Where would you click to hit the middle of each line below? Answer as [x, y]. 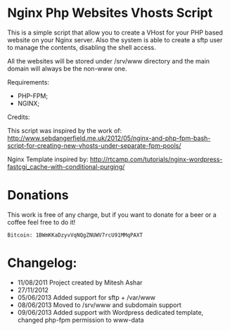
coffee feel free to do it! [41, 222]
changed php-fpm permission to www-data [81, 320]
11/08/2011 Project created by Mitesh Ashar [80, 282]
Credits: [19, 117]
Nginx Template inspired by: [48, 159]
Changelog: [42, 263]
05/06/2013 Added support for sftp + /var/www [87, 297]
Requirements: [28, 82]
